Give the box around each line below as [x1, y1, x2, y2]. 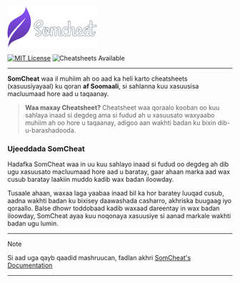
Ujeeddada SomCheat [7, 143, 86, 153]
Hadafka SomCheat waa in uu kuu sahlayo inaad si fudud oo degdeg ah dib [7, 160, 229, 169]
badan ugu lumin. [7, 220, 59, 228]
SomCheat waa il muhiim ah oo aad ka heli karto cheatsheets [7, 74, 188, 83]
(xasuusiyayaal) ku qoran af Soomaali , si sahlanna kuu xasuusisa [7, 81, 199, 91]
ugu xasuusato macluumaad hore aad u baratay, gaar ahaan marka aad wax [7, 168, 231, 176]
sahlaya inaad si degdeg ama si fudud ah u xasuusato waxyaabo [24, 110, 215, 119]
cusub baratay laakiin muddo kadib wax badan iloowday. [7, 175, 174, 184]
